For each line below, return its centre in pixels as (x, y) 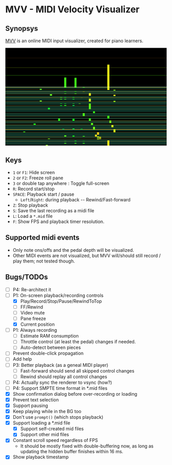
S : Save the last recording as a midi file (53, 211)
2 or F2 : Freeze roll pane (38, 178)
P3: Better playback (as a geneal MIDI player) (60, 365)
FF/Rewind (32, 307)
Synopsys (22, 29)
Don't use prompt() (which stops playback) (58, 417)
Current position (37, 324)
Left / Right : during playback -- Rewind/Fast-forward (75, 200)
